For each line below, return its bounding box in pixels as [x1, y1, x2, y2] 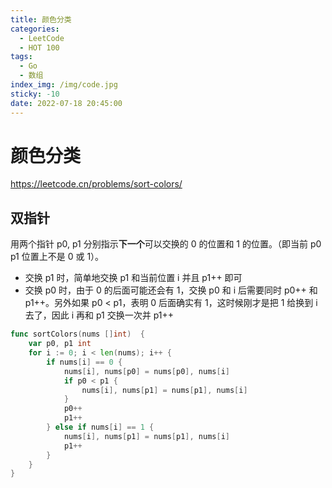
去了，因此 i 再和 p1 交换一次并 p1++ [24, 309, 174, 321]
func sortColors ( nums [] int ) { [10, 329, 145, 340]
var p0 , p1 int [28, 339, 92, 349]
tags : [10, 52, 33, 62]
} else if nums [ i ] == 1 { [46, 422, 155, 432]
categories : [10, 24, 60, 34]
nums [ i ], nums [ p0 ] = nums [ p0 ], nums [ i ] [63, 366, 230, 376]
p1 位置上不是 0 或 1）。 [10, 251, 105, 263]
